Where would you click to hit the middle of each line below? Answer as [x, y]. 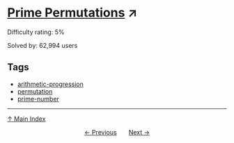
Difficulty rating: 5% [36, 32]
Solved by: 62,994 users [42, 45]
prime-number [38, 99]
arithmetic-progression [50, 84]
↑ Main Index [26, 119]
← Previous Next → [117, 132]
